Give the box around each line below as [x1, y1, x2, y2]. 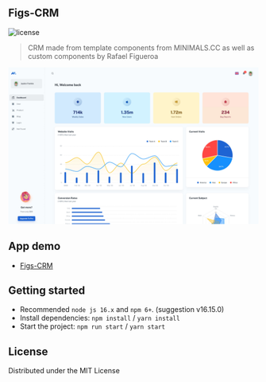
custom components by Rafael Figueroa [27, 51, 159, 60]
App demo [8, 240, 61, 253]
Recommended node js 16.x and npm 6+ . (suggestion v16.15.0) [19, 305, 225, 314]
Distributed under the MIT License [8, 366, 121, 376]
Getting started [8, 284, 86, 298]
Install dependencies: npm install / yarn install [19, 314, 180, 323]
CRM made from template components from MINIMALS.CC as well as [27, 43, 255, 53]
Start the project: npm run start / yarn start [19, 322, 165, 331]
